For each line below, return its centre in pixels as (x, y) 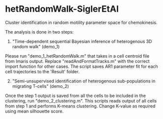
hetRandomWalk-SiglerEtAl (62, 9)
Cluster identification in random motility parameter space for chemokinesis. (81, 22)
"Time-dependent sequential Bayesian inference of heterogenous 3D (82, 41)
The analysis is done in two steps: (39, 32)
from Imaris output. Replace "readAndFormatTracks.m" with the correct (77, 61)
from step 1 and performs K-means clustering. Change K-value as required (80, 106)
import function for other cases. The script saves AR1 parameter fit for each (81, 66)
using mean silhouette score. (34, 111)
